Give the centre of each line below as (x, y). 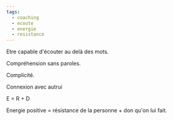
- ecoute (23, 23)
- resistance (28, 35)
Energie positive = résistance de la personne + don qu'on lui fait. (87, 110)
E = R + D (18, 99)
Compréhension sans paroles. (44, 64)
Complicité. (21, 75)
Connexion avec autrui (34, 87)
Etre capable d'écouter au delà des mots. (57, 52)
